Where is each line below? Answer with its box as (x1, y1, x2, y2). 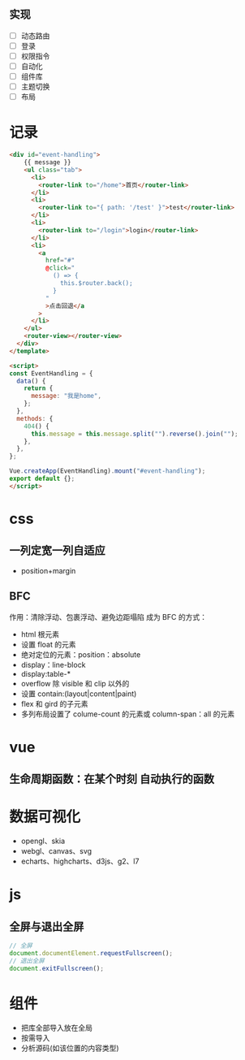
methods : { (16, 414, 54, 422)
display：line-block (20, 660, 86, 669)
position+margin (20, 565, 76, 575)
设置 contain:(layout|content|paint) (20, 689, 137, 699)
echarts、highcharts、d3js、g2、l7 (20, 856, 140, 867)
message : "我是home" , (30, 392, 102, 400)
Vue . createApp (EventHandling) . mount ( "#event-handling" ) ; (9, 467, 206, 475)
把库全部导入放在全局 (20, 1023, 92, 1032)
